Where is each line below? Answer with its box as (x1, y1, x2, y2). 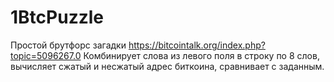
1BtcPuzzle (10, 6, 104, 29)
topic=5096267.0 (10, 49, 82, 61)
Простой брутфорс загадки (10, 39, 127, 51)
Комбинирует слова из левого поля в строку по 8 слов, (83, 49, 320, 61)
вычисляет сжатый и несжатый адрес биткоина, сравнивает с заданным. (10, 60, 325, 72)
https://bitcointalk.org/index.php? (128, 39, 266, 51)
